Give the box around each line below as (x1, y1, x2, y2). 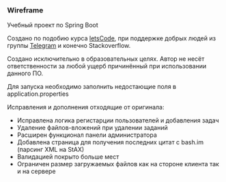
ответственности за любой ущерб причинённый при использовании (7, 62, 207, 70)
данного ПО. (7, 69, 44, 77)
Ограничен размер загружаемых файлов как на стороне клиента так (16, 160, 220, 168)
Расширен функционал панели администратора (16, 131, 157, 139)
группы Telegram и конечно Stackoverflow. (7, 42, 131, 50)
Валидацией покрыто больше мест (16, 153, 119, 161)
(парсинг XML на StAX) (16, 146, 85, 154)
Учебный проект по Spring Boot (7, 21, 99, 29)
